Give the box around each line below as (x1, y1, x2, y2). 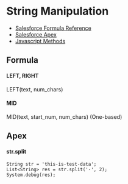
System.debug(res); (6, 172, 56, 178)
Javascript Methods (15, 37, 66, 44)
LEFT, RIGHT (6, 72, 39, 79)
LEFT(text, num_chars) (6, 85, 63, 93)
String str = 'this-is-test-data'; (6, 161, 97, 168)
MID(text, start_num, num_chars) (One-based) (6, 113, 123, 120)
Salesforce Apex (15, 30, 57, 38)
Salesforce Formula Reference (15, 24, 91, 32)
